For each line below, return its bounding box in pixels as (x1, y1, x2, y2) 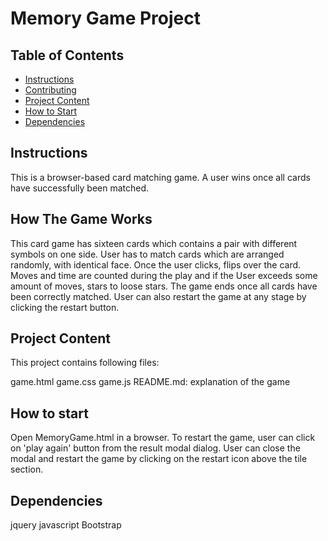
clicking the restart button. (10, 301, 120, 313)
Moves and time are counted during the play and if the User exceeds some (10, 269, 318, 281)
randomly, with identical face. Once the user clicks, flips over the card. (10, 258, 302, 271)
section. (10, 463, 44, 476)
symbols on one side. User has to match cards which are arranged (10, 248, 285, 260)
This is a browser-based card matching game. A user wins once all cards (10, 171, 311, 183)
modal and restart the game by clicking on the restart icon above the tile (10, 453, 308, 465)
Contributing (24, 84, 77, 96)
